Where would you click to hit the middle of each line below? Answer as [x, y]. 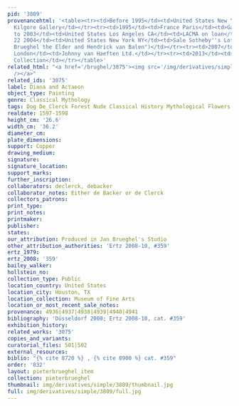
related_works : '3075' [41, 332]
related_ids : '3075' [38, 80]
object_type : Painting [41, 93]
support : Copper [31, 147]
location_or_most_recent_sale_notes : [63, 306]
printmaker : [25, 219]
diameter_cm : [27, 133]
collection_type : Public [44, 279]
